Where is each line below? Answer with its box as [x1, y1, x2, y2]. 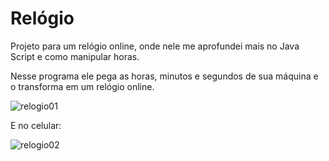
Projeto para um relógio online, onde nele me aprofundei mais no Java [10, 40, 300, 52]
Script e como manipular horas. [10, 50, 140, 62]
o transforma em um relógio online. [10, 80, 155, 92]
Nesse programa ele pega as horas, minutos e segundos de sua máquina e [10, 70, 319, 82]
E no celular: [10, 119, 62, 131]
